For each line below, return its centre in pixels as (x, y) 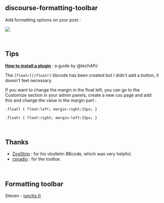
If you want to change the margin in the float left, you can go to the (72, 90)
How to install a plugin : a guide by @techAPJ (51, 66)
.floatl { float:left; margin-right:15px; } (51, 109)
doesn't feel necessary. (29, 80)
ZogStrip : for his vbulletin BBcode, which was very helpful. (72, 154)
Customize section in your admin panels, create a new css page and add (78, 95)
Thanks (17, 142)
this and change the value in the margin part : (51, 100)
